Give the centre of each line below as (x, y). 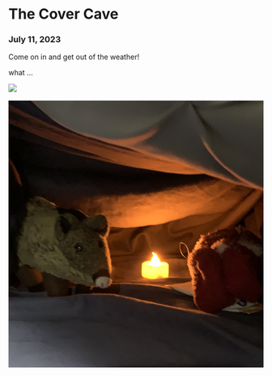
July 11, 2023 (35, 40)
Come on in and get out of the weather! (74, 57)
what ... (21, 73)
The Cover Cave (64, 14)
